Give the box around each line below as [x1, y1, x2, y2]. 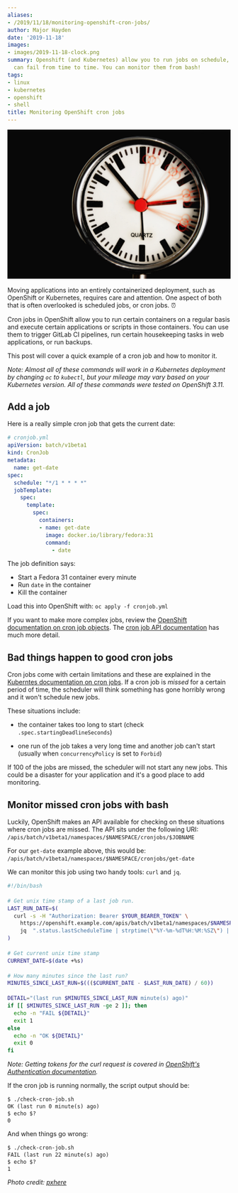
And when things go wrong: [7, 1130, 89, 1138]
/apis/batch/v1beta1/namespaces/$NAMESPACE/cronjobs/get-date [7, 856, 195, 863]
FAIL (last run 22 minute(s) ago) [7, 1151, 110, 1159]
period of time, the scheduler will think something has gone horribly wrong [7, 685, 225, 694]
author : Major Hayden [7, 26, 72, 33]
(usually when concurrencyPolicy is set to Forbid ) [17, 749, 162, 758]
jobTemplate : [13, 486, 52, 494]
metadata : [7, 457, 37, 464]
